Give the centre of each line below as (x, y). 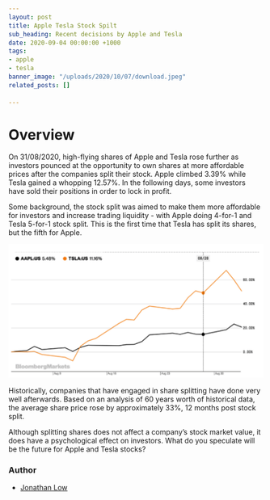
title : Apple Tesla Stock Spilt (63, 25)
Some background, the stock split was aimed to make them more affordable (135, 207)
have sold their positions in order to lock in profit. (90, 191)
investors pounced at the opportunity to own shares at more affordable (127, 166)
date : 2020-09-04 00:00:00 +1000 (65, 43)
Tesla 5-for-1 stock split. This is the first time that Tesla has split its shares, (133, 224)
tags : (17, 51)
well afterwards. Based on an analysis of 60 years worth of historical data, (132, 399)
